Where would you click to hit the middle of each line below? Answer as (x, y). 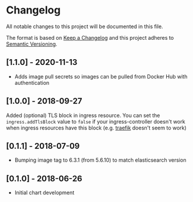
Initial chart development (44, 193)
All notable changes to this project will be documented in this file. (85, 26)
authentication (32, 83)
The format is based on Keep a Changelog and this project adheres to (90, 37)
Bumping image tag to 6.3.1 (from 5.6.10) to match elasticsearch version (100, 160)
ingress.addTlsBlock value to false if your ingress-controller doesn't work (96, 121)
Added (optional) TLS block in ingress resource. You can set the (83, 115)
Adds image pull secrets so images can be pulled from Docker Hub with (101, 76)
